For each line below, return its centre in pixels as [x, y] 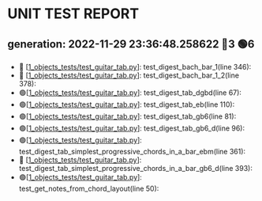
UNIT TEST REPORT [73, 14]
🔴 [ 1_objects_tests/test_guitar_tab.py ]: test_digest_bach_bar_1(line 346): [135, 67]
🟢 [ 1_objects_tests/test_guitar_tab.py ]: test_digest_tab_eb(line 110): [127, 104]
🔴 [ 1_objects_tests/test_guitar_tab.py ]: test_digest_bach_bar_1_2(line [129, 75]
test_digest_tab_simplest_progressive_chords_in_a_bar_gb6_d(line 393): [136, 168]
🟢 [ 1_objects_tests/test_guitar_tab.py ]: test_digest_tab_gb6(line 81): [127, 116]
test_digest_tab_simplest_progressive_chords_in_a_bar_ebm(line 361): [132, 152]
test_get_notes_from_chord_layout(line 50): [89, 188]
